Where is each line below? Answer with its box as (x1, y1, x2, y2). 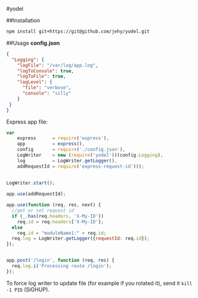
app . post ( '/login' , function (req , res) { (6, 258, 115, 264)
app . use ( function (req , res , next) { (6, 202, 101, 208)
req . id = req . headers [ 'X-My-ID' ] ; (17, 218, 104, 225)
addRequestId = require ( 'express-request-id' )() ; (17, 163, 145, 170)
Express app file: (6, 118, 48, 125)
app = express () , (17, 141, 85, 147)
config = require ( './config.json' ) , (17, 147, 126, 153)
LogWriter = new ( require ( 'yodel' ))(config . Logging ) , (17, 152, 164, 158)
